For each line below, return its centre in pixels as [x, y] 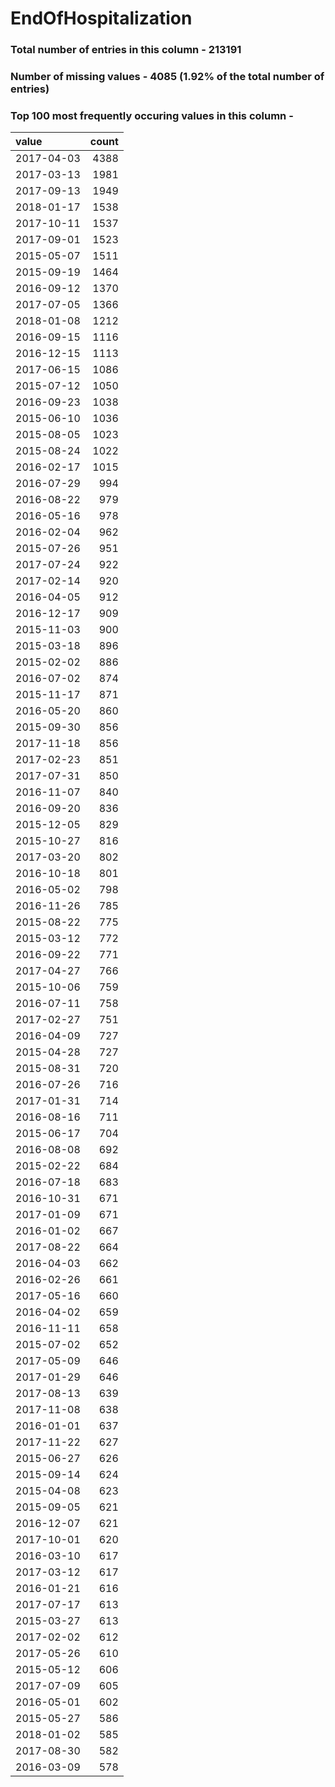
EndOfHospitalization [101, 18]
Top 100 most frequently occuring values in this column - [152, 115]
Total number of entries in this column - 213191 [126, 50]
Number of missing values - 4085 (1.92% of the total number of [167, 77]
